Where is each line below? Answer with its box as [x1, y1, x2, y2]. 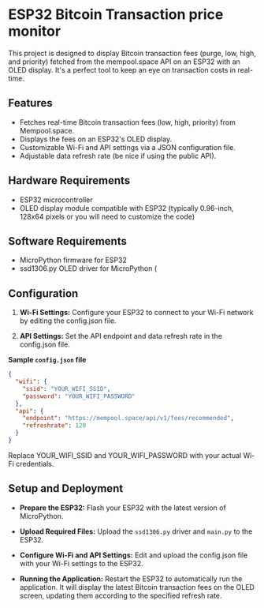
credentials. [15, 459, 54, 468]
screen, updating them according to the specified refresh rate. [19, 591, 222, 600]
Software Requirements [8, 235, 128, 248]
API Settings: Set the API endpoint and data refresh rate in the [19, 332, 223, 341]
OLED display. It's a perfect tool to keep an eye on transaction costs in [8, 65, 236, 74]
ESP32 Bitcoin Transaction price [8, 6, 224, 24]
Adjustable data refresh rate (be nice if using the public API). [19, 151, 217, 160]
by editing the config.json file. [19, 316, 117, 325]
